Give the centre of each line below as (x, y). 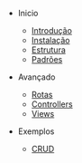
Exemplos (36, 131)
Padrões (47, 59)
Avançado (36, 77)
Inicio (28, 13)
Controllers (52, 104)
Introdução (51, 30)
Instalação (50, 40)
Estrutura (48, 50)
